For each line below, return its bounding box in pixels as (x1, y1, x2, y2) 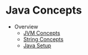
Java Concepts (5, 4, 82, 17)
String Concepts (23, 35, 64, 43)
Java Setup (23, 42, 51, 49)
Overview (14, 23, 38, 30)
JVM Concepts (23, 29, 60, 36)
